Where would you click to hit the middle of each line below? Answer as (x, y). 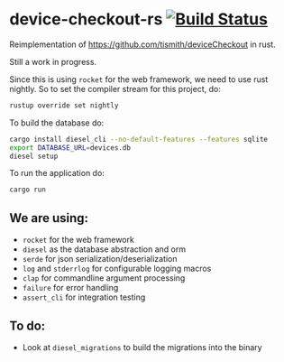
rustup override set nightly (64, 105)
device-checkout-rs (86, 19)
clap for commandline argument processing (104, 278)
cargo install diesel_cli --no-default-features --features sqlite (139, 139)
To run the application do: (57, 173)
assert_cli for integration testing (84, 297)
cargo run (28, 190)
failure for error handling (70, 288)
